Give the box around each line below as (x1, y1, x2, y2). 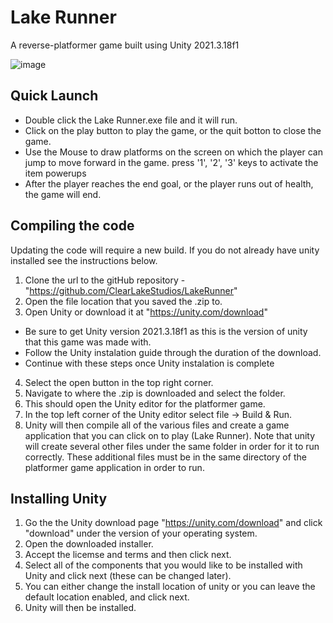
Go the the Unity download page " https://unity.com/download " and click (24, 517, 323, 529)
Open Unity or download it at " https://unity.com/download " (24, 306, 268, 318)
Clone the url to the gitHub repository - (24, 274, 186, 286)
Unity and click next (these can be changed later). (24, 570, 232, 582)
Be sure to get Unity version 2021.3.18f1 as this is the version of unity (24, 325, 308, 337)
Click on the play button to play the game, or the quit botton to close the (24, 124, 322, 136)
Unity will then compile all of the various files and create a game (24, 419, 290, 431)
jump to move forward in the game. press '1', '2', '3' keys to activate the (24, 156, 319, 168)
